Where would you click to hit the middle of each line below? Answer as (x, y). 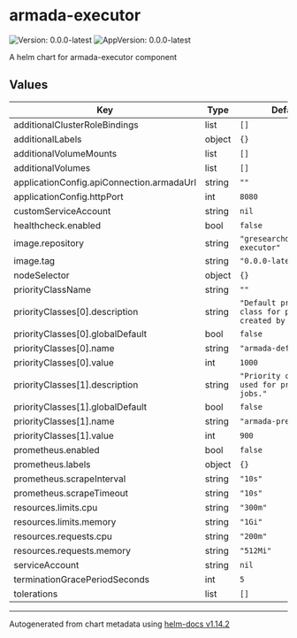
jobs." (254, 393)
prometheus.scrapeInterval (70, 479)
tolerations (36, 594)
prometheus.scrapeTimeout (71, 493)
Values (29, 85)
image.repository (49, 242)
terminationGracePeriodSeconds (82, 579)
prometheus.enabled (57, 450)
